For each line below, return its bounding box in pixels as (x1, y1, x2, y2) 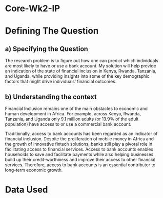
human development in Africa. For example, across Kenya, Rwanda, (5, 111, 141, 116)
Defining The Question (5, 25, 99, 37)
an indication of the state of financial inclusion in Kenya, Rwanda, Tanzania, (5, 68, 157, 74)
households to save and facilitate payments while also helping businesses (5, 152, 154, 157)
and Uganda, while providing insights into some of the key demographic (5, 73, 150, 79)
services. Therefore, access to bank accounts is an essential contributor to (5, 162, 156, 168)
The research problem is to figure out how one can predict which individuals (5, 58, 159, 64)
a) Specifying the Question (5, 44, 88, 53)
